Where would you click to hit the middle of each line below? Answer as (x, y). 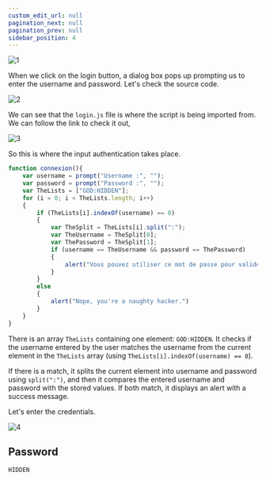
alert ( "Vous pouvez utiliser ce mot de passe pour (150, 264)
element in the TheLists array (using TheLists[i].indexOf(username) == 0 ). (131, 355)
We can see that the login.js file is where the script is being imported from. (132, 115)
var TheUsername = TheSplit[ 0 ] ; (104, 235)
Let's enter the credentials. (52, 411)
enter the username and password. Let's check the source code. (114, 84)
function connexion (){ (46, 169)
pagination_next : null (46, 23)
